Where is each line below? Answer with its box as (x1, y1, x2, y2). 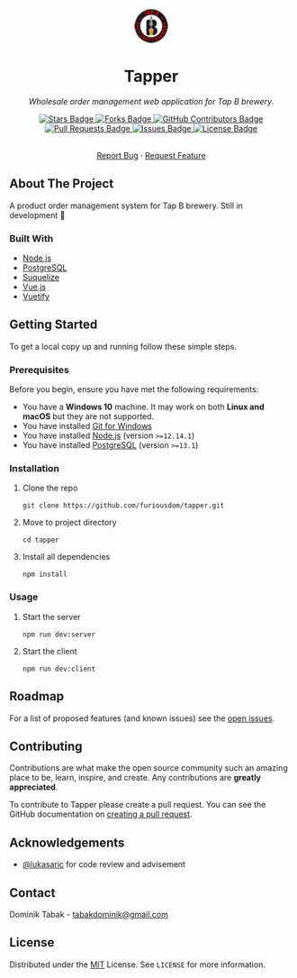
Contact (9, 885, 56, 900)
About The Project (9, 176, 114, 192)
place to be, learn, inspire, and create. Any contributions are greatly (9, 772, 262, 783)
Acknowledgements (9, 835, 125, 850)
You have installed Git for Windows (22, 421, 153, 432)
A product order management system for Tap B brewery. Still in (9, 200, 243, 211)
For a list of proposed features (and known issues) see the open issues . (9, 712, 275, 724)
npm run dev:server (22, 630, 96, 639)
